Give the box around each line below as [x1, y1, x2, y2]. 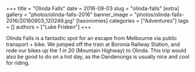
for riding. [6, 59, 30, 66]
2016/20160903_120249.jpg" [6, 17, 75, 24]
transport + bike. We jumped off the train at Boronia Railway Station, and [6, 41, 180, 48]
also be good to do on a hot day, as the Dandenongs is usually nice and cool [6, 53, 190, 60]
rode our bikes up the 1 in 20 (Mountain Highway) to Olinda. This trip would [6, 47, 187, 54]
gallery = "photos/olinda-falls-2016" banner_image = [6, 11, 133, 18]
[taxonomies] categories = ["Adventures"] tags [76, 17, 189, 24]
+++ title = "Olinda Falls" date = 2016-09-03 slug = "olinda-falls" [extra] [6, 5, 180, 12]
